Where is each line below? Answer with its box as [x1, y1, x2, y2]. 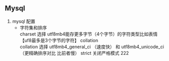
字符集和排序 [19, 24, 47, 30]
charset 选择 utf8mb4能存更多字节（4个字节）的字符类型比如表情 [19, 30, 158, 37]
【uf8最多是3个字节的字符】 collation [19, 37, 98, 43]
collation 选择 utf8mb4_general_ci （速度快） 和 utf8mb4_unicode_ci [19, 43, 164, 50]
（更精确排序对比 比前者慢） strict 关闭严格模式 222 [19, 50, 129, 56]
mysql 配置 [12, 18, 36, 24]
